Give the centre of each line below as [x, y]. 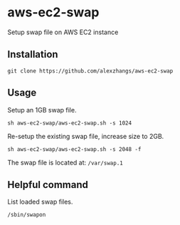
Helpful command [48, 185]
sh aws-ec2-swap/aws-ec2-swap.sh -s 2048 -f [74, 149]
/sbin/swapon [27, 215]
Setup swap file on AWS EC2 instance [63, 32]
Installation [33, 54]
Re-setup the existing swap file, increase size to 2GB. [86, 136]
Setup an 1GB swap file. [42, 110]
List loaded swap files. [40, 202]
